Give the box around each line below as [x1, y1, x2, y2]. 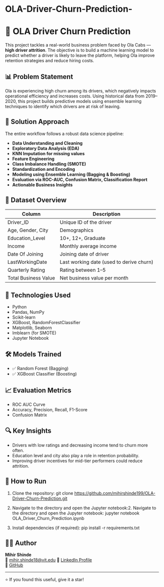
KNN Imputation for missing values [12, 150, 85, 156]
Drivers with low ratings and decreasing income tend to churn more [12, 442, 148, 448]
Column [21, 211, 41, 217]
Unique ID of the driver [60, 219, 112, 226]
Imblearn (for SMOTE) [12, 330, 57, 336]
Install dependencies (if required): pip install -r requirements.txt [12, 525, 140, 531]
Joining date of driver [60, 251, 109, 258]
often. [12, 447, 24, 453]
